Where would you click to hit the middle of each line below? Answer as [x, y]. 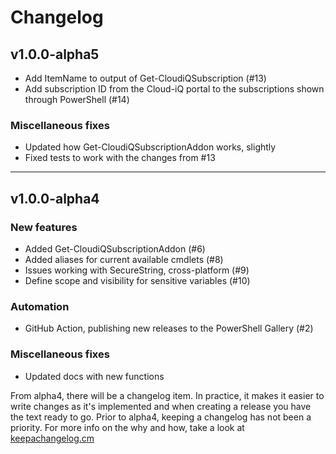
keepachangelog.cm [52, 438]
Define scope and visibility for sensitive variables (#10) [137, 280]
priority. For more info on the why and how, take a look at [127, 427]
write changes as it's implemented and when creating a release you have [161, 406]
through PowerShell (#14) [77, 99]
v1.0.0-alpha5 [55, 54]
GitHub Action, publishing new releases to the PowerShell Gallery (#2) [169, 328]
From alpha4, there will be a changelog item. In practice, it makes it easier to [167, 395]
